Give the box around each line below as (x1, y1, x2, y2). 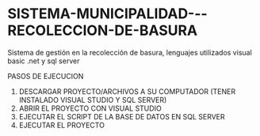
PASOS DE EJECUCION (7, 71, 84, 81)
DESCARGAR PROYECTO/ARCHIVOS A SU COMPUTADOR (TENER (18, 86, 235, 96)
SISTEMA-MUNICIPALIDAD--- (7, 5, 208, 23)
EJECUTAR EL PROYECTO (18, 120, 105, 130)
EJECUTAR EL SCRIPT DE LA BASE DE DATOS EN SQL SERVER (18, 111, 225, 121)
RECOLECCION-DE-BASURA (7, 21, 198, 40)
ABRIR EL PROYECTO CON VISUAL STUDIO (18, 104, 162, 113)
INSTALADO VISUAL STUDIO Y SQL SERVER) (18, 95, 167, 104)
